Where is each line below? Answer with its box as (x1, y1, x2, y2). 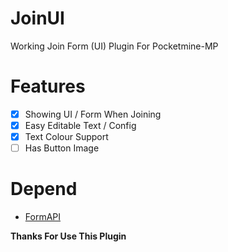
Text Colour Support (24, 131, 109, 142)
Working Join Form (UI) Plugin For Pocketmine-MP (10, 40, 219, 52)
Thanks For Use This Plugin (10, 230, 127, 242)
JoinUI (10, 7, 65, 30)
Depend (10, 178, 78, 201)
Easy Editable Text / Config (24, 119, 137, 131)
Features (10, 75, 86, 98)
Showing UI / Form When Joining (24, 108, 162, 120)
